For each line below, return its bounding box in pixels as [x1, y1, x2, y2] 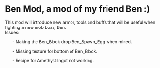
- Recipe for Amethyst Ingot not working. [12, 57, 94, 63]
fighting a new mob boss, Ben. [5, 24, 67, 30]
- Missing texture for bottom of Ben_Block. [12, 48, 97, 54]
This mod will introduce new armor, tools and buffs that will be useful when [5, 19, 156, 25]
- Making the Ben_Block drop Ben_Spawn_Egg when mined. [12, 39, 132, 44]
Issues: [5, 29, 19, 35]
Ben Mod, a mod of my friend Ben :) [5, 3, 150, 14]
